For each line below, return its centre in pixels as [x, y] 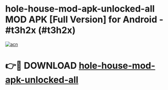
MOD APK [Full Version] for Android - [84, 19]
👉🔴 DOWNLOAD [41, 66]
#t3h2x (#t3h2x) [40, 30]
